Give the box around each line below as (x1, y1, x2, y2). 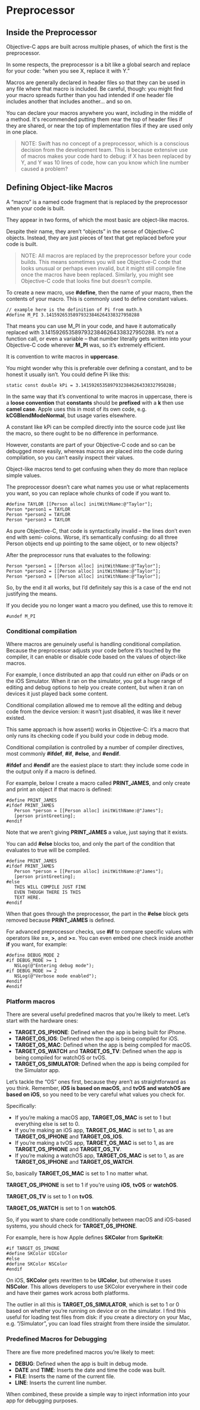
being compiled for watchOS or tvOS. (14, 1054, 107, 1061)
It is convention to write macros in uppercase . (6, 353, 120, 360)
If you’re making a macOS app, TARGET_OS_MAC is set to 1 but (14, 1114, 171, 1121)
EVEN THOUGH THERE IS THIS (14, 889, 82, 896)
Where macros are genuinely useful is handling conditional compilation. (6, 641, 182, 648)
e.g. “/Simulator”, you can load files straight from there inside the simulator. (6, 1320, 190, 1327)
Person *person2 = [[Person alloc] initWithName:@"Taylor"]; (6, 568, 161, 574)
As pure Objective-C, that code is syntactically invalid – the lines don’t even (6, 527, 191, 534)
